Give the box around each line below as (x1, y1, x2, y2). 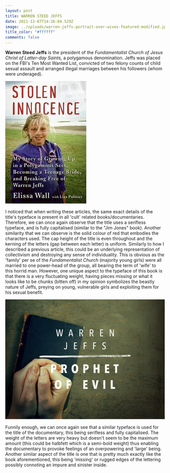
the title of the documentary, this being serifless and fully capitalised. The (5, 429, 159, 436)
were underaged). (5, 71, 43, 77)
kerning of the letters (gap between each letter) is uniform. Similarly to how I (5, 241, 164, 247)
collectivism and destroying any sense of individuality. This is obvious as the (5, 252, 164, 258)
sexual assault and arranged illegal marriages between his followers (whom (5, 66, 163, 71)
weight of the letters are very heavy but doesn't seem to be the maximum (5, 435, 158, 441)
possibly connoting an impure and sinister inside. (5, 462, 108, 468)
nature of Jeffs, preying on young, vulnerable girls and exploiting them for (5, 284, 159, 290)
